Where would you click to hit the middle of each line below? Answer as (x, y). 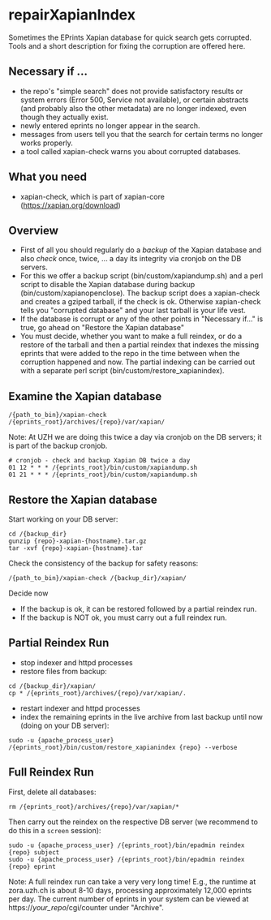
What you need (48, 177)
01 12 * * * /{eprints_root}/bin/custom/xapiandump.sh (103, 468)
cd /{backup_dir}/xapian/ (52, 686)
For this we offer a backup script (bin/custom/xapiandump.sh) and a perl (142, 276)
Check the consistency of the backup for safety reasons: (103, 563)
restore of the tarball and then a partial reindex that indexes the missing (140, 345)
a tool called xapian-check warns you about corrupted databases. (130, 151)
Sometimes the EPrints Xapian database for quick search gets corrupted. (130, 37)
